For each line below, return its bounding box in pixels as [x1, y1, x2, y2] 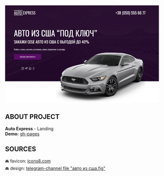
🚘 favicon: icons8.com [5, 158, 51, 164]
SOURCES [5, 145, 37, 153]
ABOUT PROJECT [5, 113, 60, 121]
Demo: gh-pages [5, 131, 40, 137]
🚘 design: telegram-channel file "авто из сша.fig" [5, 165, 106, 171]
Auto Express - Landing [5, 125, 54, 132]
